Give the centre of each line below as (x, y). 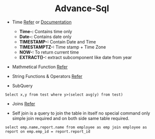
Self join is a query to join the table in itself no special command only (81, 113)
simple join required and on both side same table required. (71, 118)
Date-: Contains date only (45, 37)
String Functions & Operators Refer (47, 76)
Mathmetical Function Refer (40, 67)
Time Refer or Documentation (42, 22)
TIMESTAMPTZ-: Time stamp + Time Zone (63, 47)
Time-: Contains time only (46, 31)
